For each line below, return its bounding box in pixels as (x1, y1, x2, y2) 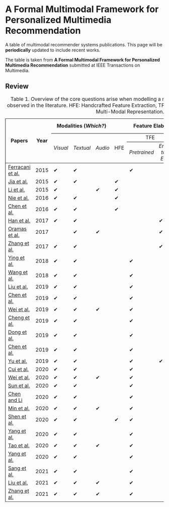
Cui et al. (8, 365, 29, 372)
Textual (73, 145, 91, 152)
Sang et (8, 465, 27, 472)
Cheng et (8, 314, 30, 321)
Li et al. (8, 186, 25, 193)
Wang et (8, 269, 28, 276)
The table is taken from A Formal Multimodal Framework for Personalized (5, 56, 160, 62)
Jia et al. (8, 178, 28, 185)
